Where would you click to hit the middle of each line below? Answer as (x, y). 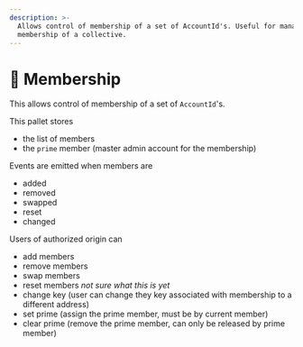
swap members (51, 276)
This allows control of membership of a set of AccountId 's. (117, 104)
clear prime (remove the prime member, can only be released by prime (154, 324)
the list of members (59, 139)
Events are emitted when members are (81, 166)
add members (48, 257)
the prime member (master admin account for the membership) (139, 149)
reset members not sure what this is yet (96, 286)
